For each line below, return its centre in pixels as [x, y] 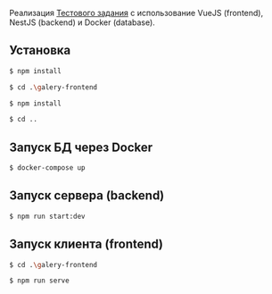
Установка [40, 50]
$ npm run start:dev [48, 216]
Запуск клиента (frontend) [86, 244]
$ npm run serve [39, 281]
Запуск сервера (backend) [87, 196]
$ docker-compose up [48, 168]
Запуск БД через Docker [81, 147]
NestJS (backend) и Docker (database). [82, 22]
